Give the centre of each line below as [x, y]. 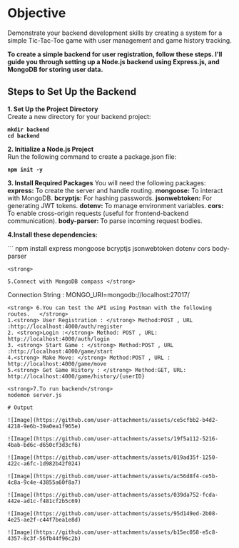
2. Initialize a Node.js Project [51, 149]
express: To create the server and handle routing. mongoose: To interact [115, 190]
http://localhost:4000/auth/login [59, 339]
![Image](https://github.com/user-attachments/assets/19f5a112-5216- [113, 439]
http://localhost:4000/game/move [57, 364]
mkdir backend [29, 130]
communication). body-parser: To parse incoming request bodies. [105, 221]
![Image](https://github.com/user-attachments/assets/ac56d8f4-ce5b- [113, 476]
